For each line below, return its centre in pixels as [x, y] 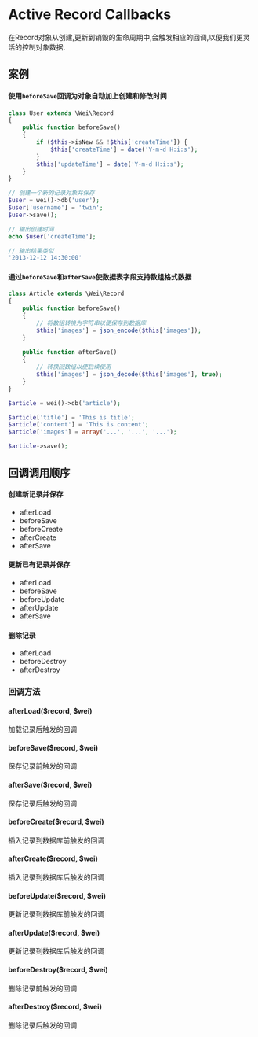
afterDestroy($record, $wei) [55, 1007]
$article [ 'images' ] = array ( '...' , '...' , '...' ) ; [93, 432]
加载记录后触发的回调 [42, 729]
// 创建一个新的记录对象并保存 [52, 193]
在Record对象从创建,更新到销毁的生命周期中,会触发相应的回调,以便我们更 [126, 37]
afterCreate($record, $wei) [53, 858]
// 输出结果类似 [31, 251]
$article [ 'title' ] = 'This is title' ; [71, 417]
